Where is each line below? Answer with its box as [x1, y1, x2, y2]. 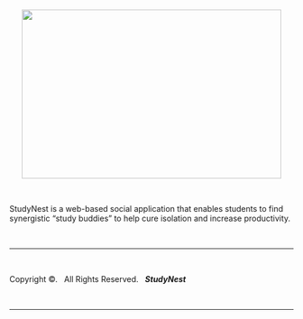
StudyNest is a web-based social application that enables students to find [9, 204, 284, 214]
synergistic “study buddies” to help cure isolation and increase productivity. [9, 213, 291, 223]
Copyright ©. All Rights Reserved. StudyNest [9, 274, 187, 284]
